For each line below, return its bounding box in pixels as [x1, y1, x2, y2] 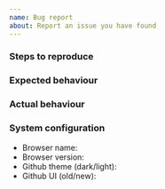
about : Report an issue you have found [9, 21, 157, 30]
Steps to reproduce [9, 51, 94, 63]
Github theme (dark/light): [21, 161, 117, 171]
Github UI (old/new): [21, 170, 97, 181]
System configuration [9, 122, 106, 134]
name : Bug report [9, 12, 74, 22]
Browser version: [21, 152, 84, 162]
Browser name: [21, 142, 78, 153]
